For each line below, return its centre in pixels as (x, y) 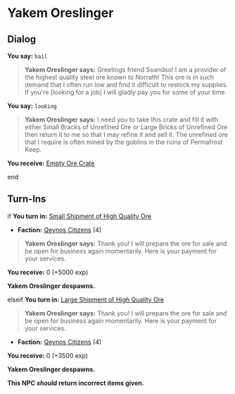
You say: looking (32, 106)
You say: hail (27, 56)
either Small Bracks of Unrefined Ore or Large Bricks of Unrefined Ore (126, 127)
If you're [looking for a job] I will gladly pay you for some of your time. (126, 92)
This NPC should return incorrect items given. (76, 383)
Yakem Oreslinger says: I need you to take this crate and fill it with (121, 119)
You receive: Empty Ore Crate (51, 163)
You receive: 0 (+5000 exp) (48, 272)
